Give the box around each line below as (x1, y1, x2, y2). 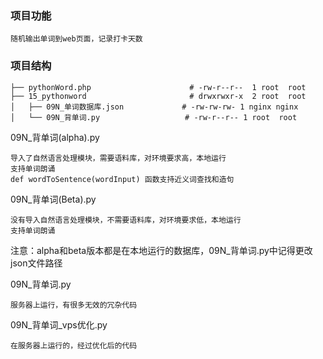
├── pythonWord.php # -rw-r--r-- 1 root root (10, 82, 307, 92)
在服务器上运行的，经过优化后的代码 (10, 340, 138, 351)
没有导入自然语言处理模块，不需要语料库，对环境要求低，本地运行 (10, 215, 242, 225)
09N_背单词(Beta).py (10, 193, 97, 205)
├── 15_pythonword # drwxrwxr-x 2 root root (10, 91, 307, 101)
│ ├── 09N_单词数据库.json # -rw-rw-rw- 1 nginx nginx (10, 102, 299, 112)
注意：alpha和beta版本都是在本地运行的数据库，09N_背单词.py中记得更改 (10, 244, 313, 256)
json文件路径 (10, 257, 63, 269)
